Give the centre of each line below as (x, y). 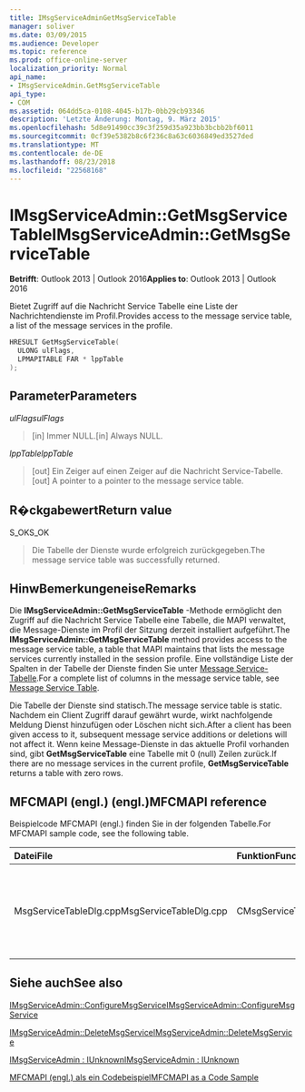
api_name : (28, 77)
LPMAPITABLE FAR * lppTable (71, 359)
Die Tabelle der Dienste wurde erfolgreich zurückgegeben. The (148, 551)
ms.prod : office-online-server (69, 60)
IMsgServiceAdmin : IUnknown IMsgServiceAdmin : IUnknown (124, 1059)
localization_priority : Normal (69, 69)
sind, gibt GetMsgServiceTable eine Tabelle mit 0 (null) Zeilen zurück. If (143, 754)
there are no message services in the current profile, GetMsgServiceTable (149, 763)
